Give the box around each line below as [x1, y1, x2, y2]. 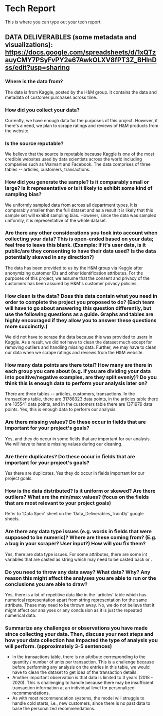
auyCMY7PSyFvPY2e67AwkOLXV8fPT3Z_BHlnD [5, 56, 157, 64]
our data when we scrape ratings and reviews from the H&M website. [5, 350, 144, 356]
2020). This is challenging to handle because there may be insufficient [12, 680, 154, 686]
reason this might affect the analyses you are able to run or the [5, 574, 157, 581]
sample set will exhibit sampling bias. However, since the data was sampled [5, 212, 157, 218]
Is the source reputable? [5, 140, 64, 146]
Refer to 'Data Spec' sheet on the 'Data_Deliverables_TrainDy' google [5, 511, 144, 517]
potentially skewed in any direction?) [5, 254, 94, 261]
